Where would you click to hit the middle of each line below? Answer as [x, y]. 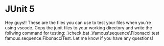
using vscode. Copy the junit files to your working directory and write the [79, 27]
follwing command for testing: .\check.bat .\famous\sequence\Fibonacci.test [82, 33]
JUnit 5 [20, 9]
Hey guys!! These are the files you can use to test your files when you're [78, 23]
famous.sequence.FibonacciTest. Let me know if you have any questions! [79, 38]
